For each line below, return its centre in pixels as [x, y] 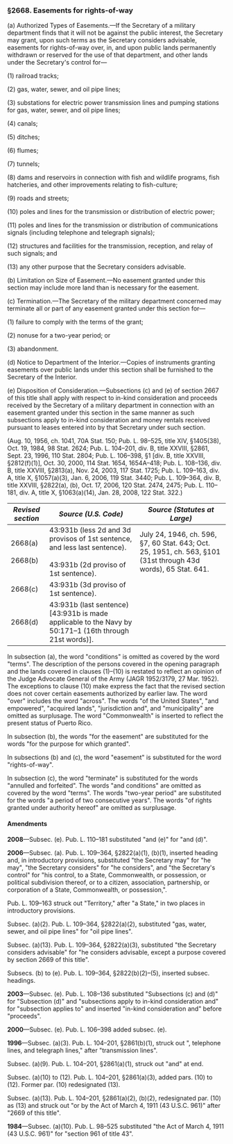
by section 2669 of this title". [49, 959]
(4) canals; [23, 124]
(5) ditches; [24, 137]
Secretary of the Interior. [42, 377]
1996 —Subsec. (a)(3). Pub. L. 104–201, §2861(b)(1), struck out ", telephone [114, 1043]
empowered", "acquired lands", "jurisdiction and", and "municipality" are [111, 708]
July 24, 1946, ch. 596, [178, 535]
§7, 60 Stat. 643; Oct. [175, 543]
